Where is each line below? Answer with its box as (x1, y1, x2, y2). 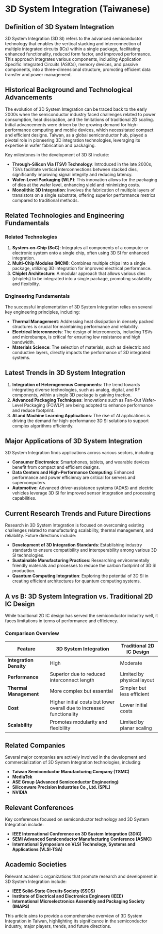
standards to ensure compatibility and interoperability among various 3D (12, 547, 157, 553)
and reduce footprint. (12, 407, 55, 413)
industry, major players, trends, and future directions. (5, 923, 112, 929)
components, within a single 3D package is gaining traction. (12, 392, 132, 398)
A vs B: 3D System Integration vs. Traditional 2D (5, 592, 153, 600)
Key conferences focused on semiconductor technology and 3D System (5, 816, 149, 822)
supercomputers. (12, 480, 47, 486)
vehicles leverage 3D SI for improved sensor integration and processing (12, 490, 156, 496)
